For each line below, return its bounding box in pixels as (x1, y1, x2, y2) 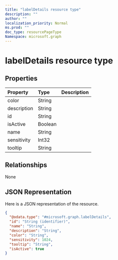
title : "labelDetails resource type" (5, 7, 81, 12)
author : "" (5, 16, 27, 21)
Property (7, 88, 29, 95)
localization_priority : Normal (5, 20, 68, 26)
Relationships (5, 161, 47, 169)
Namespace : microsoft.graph (5, 35, 62, 39)
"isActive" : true (9, 246, 44, 251)
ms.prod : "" (5, 25, 29, 30)
